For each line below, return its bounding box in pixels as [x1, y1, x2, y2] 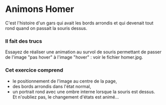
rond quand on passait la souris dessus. [5, 25, 87, 31]
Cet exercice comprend [5, 67, 63, 74]
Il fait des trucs [5, 37, 42, 44]
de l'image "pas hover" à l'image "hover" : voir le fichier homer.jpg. [5, 54, 143, 60]
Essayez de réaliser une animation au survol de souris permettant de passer [5, 49, 161, 55]
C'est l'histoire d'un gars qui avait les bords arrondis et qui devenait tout [5, 20, 153, 26]
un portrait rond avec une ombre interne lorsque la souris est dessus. [12, 89, 155, 95]
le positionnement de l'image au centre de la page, [12, 78, 117, 84]
